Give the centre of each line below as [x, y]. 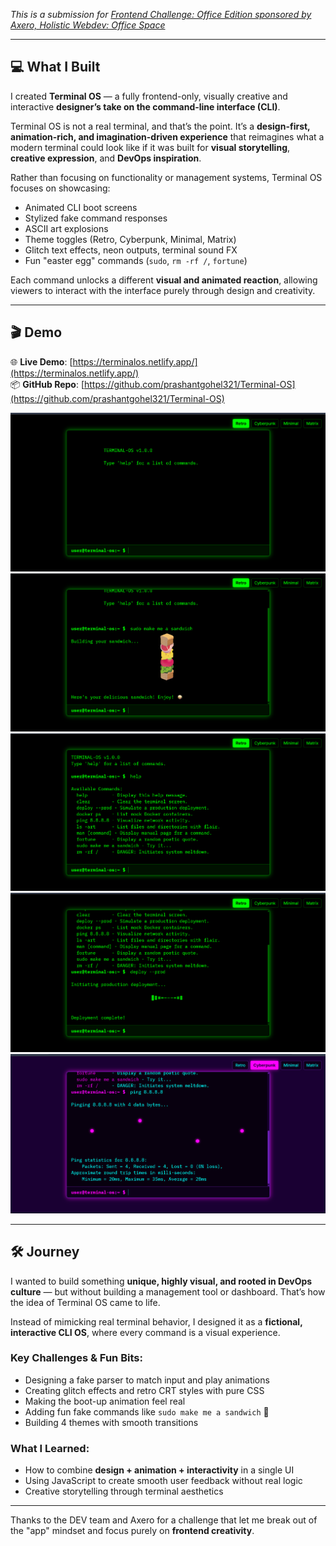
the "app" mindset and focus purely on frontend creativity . [132, 1531]
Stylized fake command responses [96, 218]
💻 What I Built [55, 67]
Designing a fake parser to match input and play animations [147, 1380]
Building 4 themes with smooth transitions [111, 1422]
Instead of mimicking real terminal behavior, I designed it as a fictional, [156, 1321]
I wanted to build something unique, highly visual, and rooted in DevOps [161, 1281]
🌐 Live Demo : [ [41, 361]
